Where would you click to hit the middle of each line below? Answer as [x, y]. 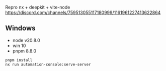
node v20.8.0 [26, 40]
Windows [20, 28]
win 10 [19, 45]
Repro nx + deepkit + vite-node [38, 7]
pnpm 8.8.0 [24, 51]
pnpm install [19, 60]
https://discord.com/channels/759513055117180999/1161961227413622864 [83, 12]
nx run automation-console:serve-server [48, 64]
